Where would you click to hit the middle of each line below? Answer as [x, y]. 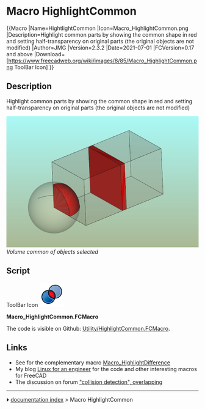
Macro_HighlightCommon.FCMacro [52, 317]
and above [20, 54]
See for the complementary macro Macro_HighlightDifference [93, 363]
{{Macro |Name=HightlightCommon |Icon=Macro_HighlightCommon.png [98, 28]
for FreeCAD [31, 375]
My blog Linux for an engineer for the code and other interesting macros [106, 369]
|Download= [49, 54]
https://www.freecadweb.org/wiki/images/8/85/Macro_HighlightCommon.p [103, 61]
